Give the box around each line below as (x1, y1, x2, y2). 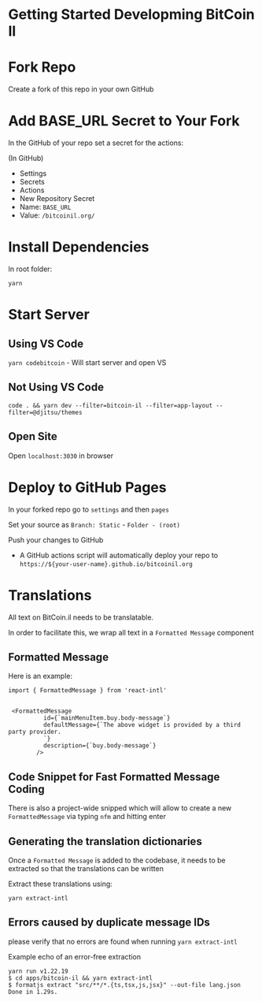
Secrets (19, 177, 45, 187)
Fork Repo (8, 58, 76, 76)
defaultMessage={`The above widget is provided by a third (42, 721, 242, 729)
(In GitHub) (8, 154, 44, 163)
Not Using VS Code (8, 381, 105, 394)
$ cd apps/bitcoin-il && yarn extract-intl (8, 974, 153, 982)
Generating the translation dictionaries (8, 834, 202, 848)
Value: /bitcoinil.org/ (19, 210, 95, 220)
